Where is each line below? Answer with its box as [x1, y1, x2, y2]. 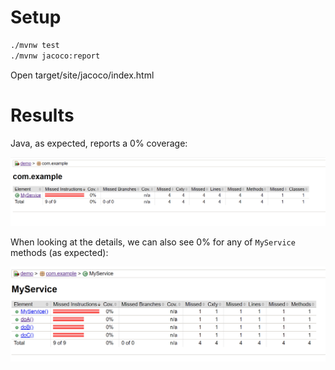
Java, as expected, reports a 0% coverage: [10, 137, 188, 149]
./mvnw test [10, 40, 60, 50]
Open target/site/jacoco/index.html [10, 69, 155, 81]
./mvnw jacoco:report [10, 51, 101, 61]
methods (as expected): [10, 247, 109, 259]
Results [10, 104, 75, 126]
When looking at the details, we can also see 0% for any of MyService [10, 236, 296, 248]
